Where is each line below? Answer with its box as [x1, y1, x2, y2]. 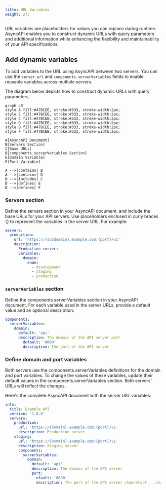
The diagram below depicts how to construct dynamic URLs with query [5, 88, 150, 94]
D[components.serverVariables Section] [5, 151, 87, 156]
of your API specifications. [5, 41, 59, 47]
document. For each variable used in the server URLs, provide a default [5, 302, 151, 308]
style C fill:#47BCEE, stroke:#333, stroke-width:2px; [5, 116, 121, 121]
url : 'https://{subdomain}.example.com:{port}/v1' [14, 237, 121, 242]
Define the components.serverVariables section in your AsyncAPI [5, 297, 138, 302]
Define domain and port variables [5, 356, 87, 363]
